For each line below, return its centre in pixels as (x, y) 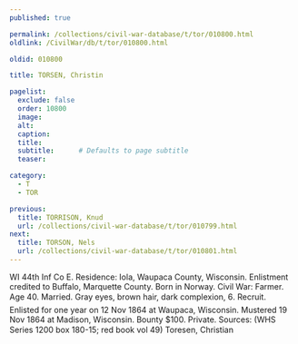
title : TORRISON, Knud (60, 217)
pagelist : (28, 92)
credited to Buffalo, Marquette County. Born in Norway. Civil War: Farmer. (147, 286)
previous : (28, 209)
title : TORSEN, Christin (56, 75)
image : (30, 117)
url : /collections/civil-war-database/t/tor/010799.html (128, 226)
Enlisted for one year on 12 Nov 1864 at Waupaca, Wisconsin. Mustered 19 (149, 310)
